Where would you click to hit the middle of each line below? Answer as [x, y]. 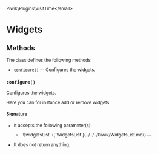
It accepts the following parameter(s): [53, 125]
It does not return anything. [42, 145]
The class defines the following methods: [49, 60]
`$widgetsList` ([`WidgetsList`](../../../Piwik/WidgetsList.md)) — [86, 135]
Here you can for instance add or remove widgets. [58, 102]
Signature [17, 114]
